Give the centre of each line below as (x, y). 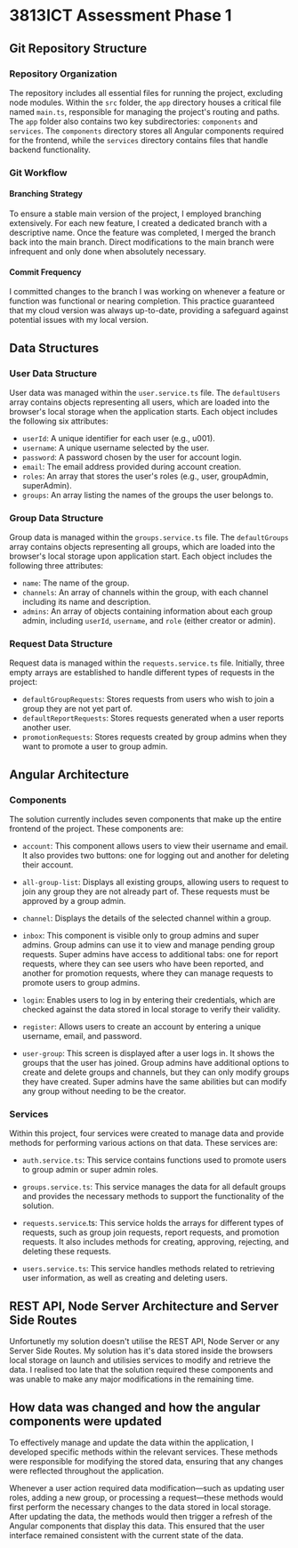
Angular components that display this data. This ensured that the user (137, 1526)
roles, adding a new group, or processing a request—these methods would (146, 1498)
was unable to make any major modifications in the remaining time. (132, 1379)
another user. (46, 728)
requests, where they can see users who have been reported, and (143, 964)
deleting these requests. (66, 1252)
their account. (48, 865)
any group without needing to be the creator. (104, 1092)
